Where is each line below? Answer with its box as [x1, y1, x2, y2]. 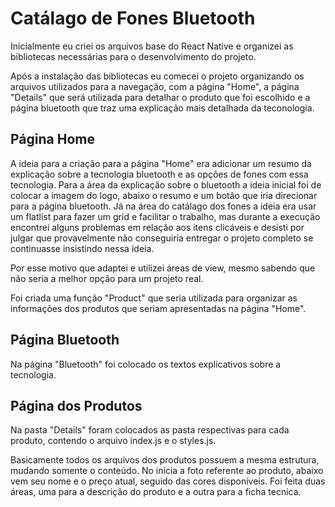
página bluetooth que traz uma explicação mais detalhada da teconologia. [10, 102, 315, 114]
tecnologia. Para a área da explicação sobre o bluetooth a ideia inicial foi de [10, 178, 322, 191]
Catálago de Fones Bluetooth [10, 7, 256, 30]
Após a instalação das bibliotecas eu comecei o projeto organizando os [10, 70, 305, 82]
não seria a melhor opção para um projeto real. [10, 272, 204, 284]
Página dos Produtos [10, 397, 143, 414]
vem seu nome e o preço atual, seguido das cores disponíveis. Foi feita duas [10, 475, 326, 487]
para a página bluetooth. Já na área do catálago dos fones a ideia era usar [10, 200, 317, 212]
